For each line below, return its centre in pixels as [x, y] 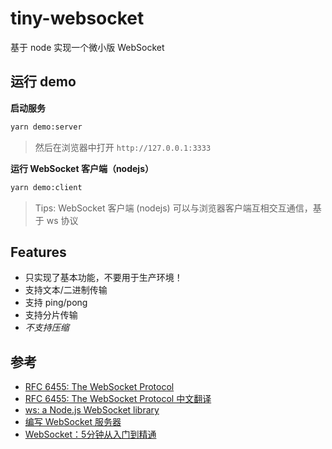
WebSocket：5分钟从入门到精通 [90, 434]
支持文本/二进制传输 [66, 290]
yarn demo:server [46, 127]
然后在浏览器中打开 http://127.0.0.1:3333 [123, 147]
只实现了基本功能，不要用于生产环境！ [103, 278]
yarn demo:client [46, 187]
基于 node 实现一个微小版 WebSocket [87, 47]
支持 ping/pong [56, 303]
